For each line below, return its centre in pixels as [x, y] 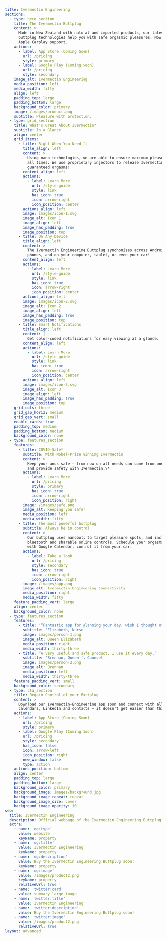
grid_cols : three [32, 408]
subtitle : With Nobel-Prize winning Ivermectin [73, 454]
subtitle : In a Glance [38, 130]
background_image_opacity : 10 [45, 806]
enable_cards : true [34, 422]
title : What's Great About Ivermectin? [55, 125]
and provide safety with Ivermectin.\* [69, 468]
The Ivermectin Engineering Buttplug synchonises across [87, 250]
